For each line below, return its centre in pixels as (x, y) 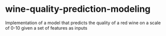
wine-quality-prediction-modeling (78, 9)
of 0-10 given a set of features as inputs (46, 28)
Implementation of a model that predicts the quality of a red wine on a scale (83, 23)
